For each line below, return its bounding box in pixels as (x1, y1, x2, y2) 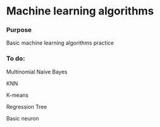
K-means (6, 91, 29, 99)
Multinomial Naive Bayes (6, 68, 68, 75)
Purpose (6, 26, 32, 34)
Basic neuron (6, 114, 39, 122)
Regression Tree (6, 103, 47, 110)
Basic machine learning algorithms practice (6, 39, 114, 46)
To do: (6, 54, 25, 63)
